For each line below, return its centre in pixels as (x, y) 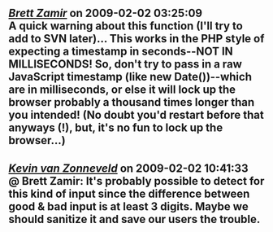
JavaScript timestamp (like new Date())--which (130, 77)
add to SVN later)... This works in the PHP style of (136, 39)
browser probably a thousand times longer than (132, 102)
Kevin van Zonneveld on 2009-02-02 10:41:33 (128, 168)
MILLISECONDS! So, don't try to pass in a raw (125, 64)
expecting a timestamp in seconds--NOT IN (121, 52)
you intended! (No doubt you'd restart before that (136, 115)
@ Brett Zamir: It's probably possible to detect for (136, 181)
